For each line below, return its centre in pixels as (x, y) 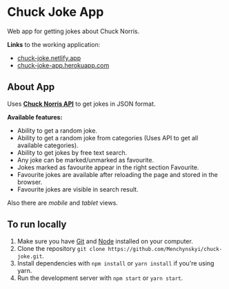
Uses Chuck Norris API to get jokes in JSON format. (81, 104)
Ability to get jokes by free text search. (72, 152)
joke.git (30, 257)
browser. (30, 182)
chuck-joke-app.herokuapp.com (63, 65)
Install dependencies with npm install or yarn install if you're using (116, 263)
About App (31, 87)
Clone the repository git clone (61, 248)
